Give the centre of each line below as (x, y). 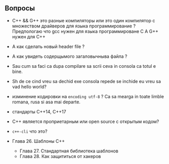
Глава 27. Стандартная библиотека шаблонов (69, 151)
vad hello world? (29, 87)
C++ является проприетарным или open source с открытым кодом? (86, 121)
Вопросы (20, 8)
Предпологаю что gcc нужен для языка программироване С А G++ (85, 31)
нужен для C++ (29, 36)
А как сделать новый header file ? (48, 46)
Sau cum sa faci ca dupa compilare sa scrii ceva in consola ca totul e (84, 66)
